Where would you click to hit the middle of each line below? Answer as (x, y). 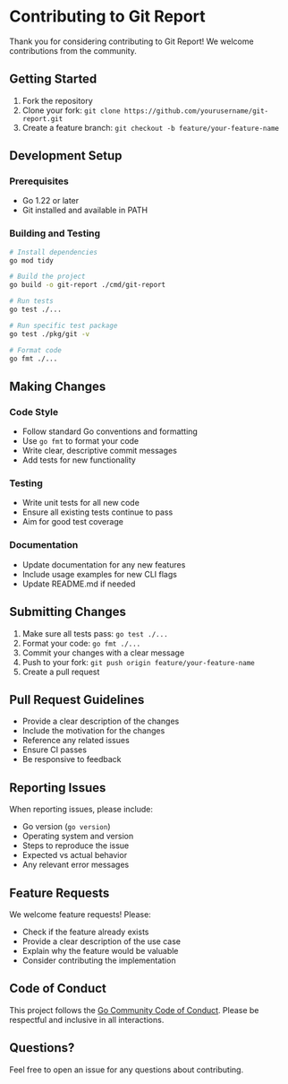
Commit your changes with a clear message (103, 653)
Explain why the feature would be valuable (100, 951)
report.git (42, 118)
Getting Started (53, 79)
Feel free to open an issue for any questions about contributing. (127, 1070)
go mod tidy (31, 260)
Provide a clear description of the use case (102, 941)
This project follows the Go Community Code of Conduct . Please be (134, 1010)
